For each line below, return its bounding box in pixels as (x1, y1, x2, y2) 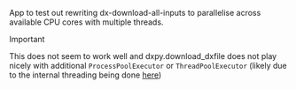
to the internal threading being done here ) (9, 70, 162, 80)
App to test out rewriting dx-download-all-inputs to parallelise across (9, 8, 261, 18)
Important (9, 34, 45, 44)
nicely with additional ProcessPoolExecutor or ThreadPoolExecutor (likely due (9, 61, 288, 70)
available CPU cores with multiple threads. (9, 17, 164, 27)
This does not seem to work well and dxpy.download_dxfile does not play (9, 51, 277, 61)
